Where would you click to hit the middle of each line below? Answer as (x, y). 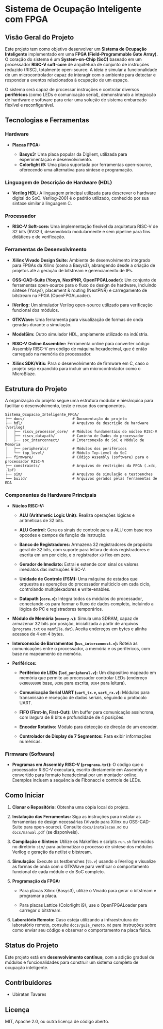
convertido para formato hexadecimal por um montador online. (75, 775)
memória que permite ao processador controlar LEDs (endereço (83, 677)
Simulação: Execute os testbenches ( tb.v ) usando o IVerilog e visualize (84, 861)
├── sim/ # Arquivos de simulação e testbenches (79, 474)
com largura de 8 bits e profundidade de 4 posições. (72, 717)
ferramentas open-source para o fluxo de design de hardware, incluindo (84, 285)
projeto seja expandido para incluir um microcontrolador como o (76, 368)
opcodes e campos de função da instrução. (63, 535)
